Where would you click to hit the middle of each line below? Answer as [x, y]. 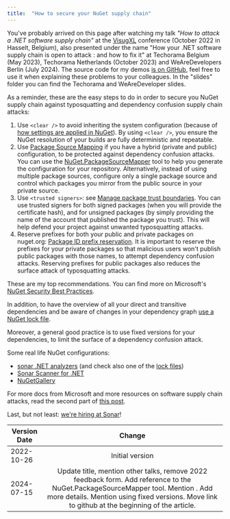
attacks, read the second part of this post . [66, 401]
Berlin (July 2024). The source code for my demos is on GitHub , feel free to [114, 69]
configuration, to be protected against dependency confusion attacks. [116, 154]
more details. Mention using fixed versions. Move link [132, 496]
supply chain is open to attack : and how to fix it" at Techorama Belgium [108, 55]
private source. [38, 190]
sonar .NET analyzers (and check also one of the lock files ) [100, 366]
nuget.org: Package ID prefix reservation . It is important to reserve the [116, 241]
